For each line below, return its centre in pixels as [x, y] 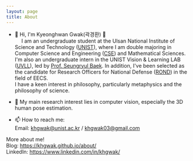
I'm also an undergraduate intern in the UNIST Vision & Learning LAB [97, 60]
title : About [22, 17]
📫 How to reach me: [40, 120]
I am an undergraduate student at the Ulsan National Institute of [98, 41]
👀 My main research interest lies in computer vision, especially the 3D [99, 101]
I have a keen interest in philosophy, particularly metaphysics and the [98, 84]
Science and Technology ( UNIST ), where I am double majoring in [93, 47]
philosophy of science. [42, 90]
